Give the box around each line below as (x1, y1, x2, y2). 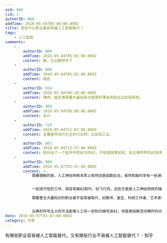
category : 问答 (5, 218, 35, 223)
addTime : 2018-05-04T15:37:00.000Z (23, 146, 97, 151)
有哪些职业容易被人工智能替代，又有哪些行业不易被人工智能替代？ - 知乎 (5, 232, 154, 238)
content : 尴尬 (23, 76, 51, 81)
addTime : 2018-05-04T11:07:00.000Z (23, 127, 97, 132)
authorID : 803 (23, 141, 52, 146)
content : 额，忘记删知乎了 (23, 58, 73, 63)
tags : (5, 30, 16, 35)
